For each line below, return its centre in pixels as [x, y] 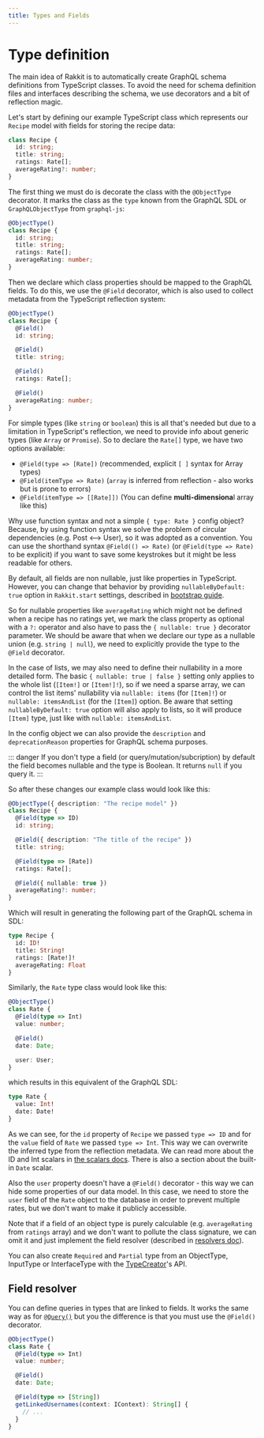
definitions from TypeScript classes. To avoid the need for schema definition [132, 85]
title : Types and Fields [49, 15]
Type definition [59, 54]
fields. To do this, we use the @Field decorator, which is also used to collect [131, 290]
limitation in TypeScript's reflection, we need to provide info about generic [129, 431]
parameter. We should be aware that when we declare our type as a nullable [132, 635]
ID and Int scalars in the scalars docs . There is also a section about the [123, 1159]
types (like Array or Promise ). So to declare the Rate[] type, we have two [126, 440]
